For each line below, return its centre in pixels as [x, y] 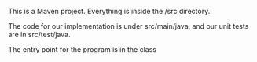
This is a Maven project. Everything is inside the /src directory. [109, 11]
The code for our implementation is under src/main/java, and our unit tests [128, 26]
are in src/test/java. [39, 34]
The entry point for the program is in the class [83, 49]
